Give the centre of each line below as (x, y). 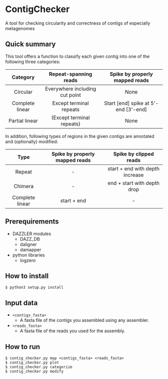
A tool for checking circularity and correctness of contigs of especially (78, 23)
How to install (27, 276)
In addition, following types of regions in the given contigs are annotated (80, 136)
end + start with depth (133, 183)
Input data (21, 303)
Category (23, 77)
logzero (28, 260)
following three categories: (33, 62)
